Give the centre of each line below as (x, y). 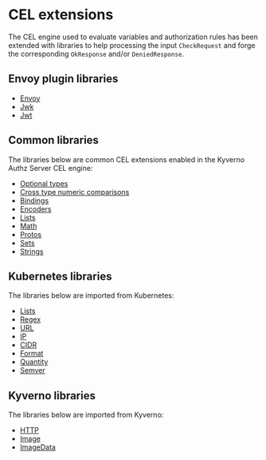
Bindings (34, 200)
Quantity (34, 362)
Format (31, 354)
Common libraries (54, 140)
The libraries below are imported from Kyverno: (86, 415)
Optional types (44, 183)
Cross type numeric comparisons (74, 192)
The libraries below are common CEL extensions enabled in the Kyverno (127, 159)
